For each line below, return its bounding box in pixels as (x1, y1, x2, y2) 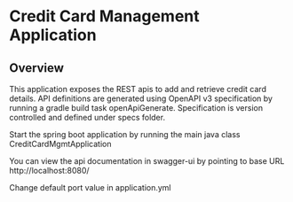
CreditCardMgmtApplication (9, 139, 112, 149)
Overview (9, 60, 65, 75)
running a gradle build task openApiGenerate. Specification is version (9, 103, 264, 113)
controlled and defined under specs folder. (9, 113, 166, 122)
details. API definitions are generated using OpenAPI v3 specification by (9, 93, 273, 104)
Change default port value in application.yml (9, 183, 171, 192)
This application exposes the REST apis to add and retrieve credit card (9, 84, 266, 94)
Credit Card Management (9, 6, 200, 27)
